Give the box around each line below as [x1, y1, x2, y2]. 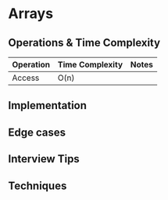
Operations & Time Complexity [8, 36, 161, 49]
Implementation [8, 99, 88, 112]
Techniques [8, 179, 67, 192]
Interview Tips [8, 152, 80, 165]
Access [12, 72, 40, 83]
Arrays [8, 5, 53, 23]
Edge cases [8, 125, 66, 139]
